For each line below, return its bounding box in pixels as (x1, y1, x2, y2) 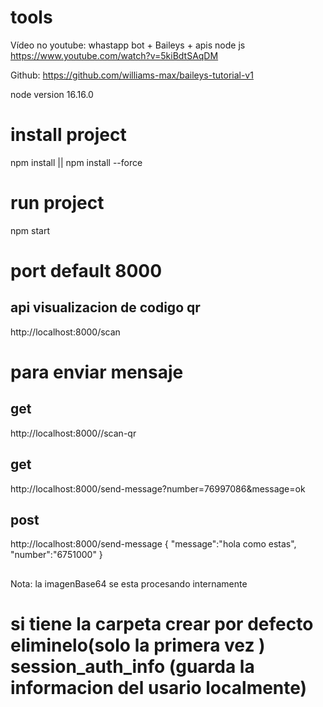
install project (10, 124, 127, 146)
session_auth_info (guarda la (10, 656, 255, 678)
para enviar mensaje (10, 361, 184, 383)
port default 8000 (10, 260, 163, 282)
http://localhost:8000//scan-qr (10, 427, 137, 439)
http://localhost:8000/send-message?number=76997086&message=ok (10, 482, 306, 495)
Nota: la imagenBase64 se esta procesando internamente (10, 577, 248, 590)
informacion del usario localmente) (10, 677, 308, 700)
